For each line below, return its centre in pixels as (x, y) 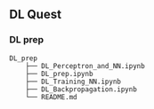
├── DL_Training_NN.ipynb (73, 82)
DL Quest (36, 15)
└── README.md (51, 97)
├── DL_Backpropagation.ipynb (81, 89)
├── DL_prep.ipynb (59, 74)
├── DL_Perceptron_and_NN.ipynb (85, 66)
